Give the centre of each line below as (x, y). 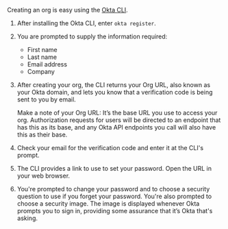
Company (41, 72)
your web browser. (43, 176)
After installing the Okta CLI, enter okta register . (86, 23)
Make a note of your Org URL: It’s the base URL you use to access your (117, 113)
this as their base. (42, 134)
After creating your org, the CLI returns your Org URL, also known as (114, 85)
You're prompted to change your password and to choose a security (113, 189)
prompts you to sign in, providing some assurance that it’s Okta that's (115, 211)
